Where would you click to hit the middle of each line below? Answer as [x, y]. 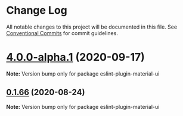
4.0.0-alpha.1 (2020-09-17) [75, 57]
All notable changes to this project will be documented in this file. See [92, 27]
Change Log [37, 10]
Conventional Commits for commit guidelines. [62, 33]
